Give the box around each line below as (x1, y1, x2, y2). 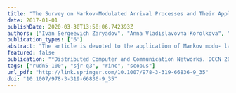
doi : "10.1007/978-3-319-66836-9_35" (7, 75, 118, 83)
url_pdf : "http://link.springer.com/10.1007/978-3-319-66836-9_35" (7, 69, 209, 76)
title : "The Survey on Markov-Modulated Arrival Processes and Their (7, 10, 216, 17)
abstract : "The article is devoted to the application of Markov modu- (7, 43, 221, 50)
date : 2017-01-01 (7, 17, 58, 24)
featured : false (7, 50, 55, 57)
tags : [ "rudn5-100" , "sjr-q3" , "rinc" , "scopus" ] (7, 62, 156, 69)
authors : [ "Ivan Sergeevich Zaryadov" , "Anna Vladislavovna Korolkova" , (7, 29, 225, 37)
